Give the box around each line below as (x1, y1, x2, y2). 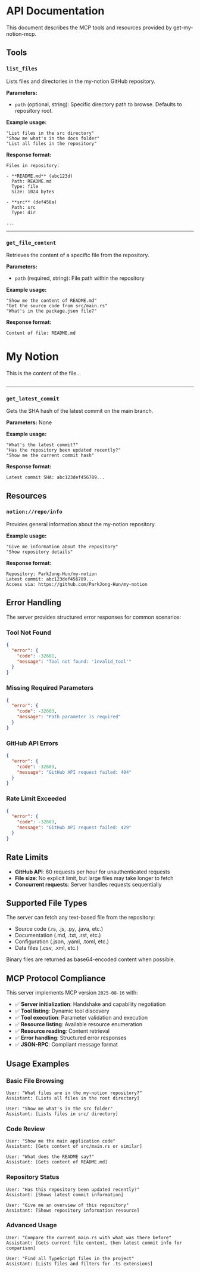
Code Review (6, 1125, 45, 1133)
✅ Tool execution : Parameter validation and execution (14, 1014, 148, 1021)
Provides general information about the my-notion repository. (6, 520, 157, 527)
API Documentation (6, 4, 105, 18)
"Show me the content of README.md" (6, 297, 97, 304)
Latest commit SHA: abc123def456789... (6, 474, 105, 481)
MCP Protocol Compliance (6, 973, 106, 983)
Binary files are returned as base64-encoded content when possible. (6, 956, 176, 963)
